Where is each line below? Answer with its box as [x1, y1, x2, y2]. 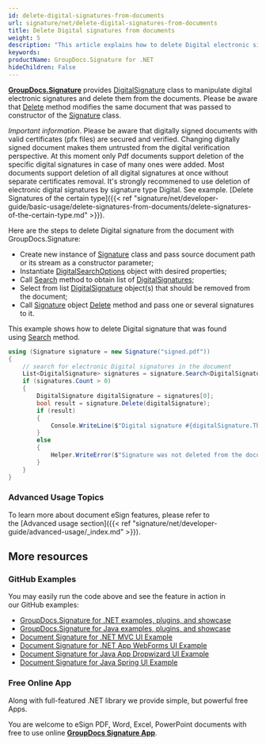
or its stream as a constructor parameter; [19, 257, 154, 267]
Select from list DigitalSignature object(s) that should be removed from [19, 283, 251, 292]
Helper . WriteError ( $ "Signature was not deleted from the [50, 451, 243, 459]
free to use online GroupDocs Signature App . [8, 728, 158, 737]
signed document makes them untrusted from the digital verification [8, 142, 230, 152]
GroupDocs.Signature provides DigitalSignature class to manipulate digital [8, 85, 253, 95]
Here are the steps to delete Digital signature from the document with [8, 226, 234, 235]
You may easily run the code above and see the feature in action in [8, 592, 226, 601]
